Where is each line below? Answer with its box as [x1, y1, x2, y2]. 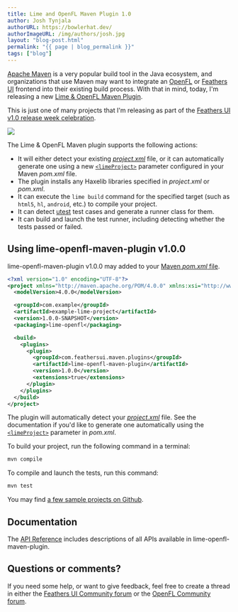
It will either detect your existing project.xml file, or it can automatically [17, 154, 225, 163]
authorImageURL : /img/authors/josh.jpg [7, 30, 125, 38]
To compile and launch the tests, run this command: [7, 468, 159, 477]
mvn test [7, 483, 33, 490]
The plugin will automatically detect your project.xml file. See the [7, 413, 197, 422]
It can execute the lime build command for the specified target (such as [17, 192, 230, 200]
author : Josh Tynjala [7, 17, 72, 24]
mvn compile [7, 456, 42, 463]
